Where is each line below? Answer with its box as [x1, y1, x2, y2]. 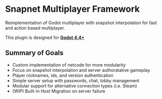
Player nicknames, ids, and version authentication [12, 72, 114, 78]
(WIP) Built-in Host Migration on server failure [12, 88, 105, 94]
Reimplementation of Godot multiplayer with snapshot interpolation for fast [5, 20, 157, 26]
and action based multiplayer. [5, 25, 65, 31]
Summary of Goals [5, 49, 64, 57]
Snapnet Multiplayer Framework [5, 3, 140, 15]
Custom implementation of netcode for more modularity [12, 62, 126, 67]
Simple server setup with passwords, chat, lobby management [12, 77, 140, 83]
